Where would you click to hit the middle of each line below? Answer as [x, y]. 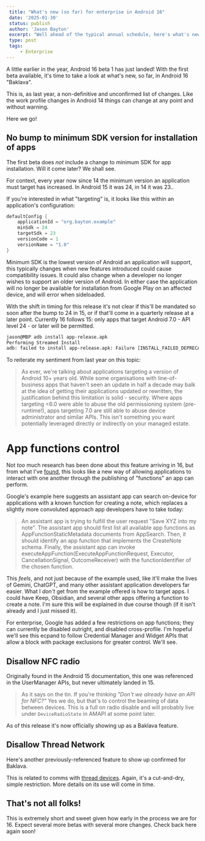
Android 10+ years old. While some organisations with [89, 378]
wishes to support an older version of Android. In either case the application [102, 281]
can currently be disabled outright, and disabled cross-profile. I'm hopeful [99, 629]
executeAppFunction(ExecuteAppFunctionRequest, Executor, [98, 554]
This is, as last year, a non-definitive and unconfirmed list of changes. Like [100, 94]
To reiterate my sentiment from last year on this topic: [74, 360]
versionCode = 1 [38, 239]
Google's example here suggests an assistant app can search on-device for [102, 496]
